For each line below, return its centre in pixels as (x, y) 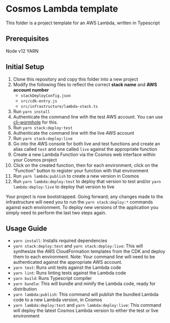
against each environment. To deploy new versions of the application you (82, 207)
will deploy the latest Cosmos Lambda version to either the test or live (86, 311)
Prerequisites (27, 39)
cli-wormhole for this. (35, 122)
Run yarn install (31, 111)
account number (31, 90)
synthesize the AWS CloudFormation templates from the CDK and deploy (89, 252)
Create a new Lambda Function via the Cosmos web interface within (84, 154)
